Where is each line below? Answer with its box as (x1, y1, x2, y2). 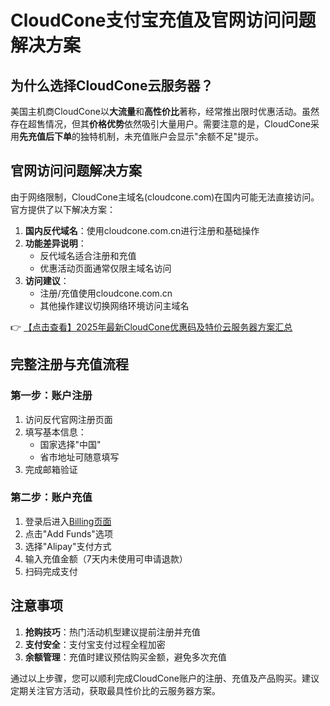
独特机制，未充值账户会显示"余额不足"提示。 (79, 131, 265, 142)
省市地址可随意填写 (39, 451, 120, 463)
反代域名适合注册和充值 (39, 249, 137, 261)
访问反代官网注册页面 (24, 413, 113, 425)
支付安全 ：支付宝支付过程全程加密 (24, 638, 166, 650)
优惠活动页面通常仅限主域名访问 (39, 262, 172, 274)
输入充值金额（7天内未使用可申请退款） (24, 552, 188, 565)
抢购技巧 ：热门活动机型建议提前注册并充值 (24, 626, 201, 638)
